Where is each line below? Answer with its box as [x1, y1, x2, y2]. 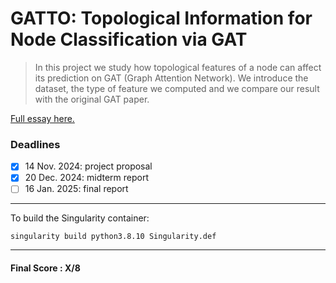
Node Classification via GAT [10, 28, 248, 51]
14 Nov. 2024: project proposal [24, 160, 153, 172]
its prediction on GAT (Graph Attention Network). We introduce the [34, 72, 309, 84]
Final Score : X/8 [10, 262, 81, 274]
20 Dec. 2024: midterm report [24, 172, 149, 184]
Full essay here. [10, 112, 75, 124]
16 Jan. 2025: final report [24, 183, 129, 195]
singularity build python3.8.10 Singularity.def [10, 232, 217, 242]
